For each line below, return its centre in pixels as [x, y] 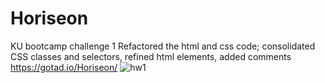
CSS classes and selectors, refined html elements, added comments [151, 56]
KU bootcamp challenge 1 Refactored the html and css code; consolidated [163, 46]
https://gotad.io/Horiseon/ [64, 67]
